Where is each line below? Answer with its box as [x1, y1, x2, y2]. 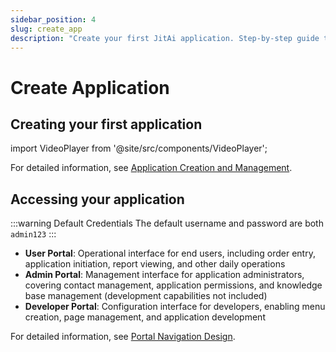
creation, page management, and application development [24, 311, 266, 323]
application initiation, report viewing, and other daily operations [24, 258, 286, 270]
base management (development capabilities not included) [24, 290, 268, 302]
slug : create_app [10, 24, 83, 34]
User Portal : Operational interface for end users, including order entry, [24, 247, 316, 260]
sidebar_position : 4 [10, 14, 97, 25]
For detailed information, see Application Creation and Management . [10, 162, 293, 174]
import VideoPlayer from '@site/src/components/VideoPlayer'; [10, 142, 268, 155]
